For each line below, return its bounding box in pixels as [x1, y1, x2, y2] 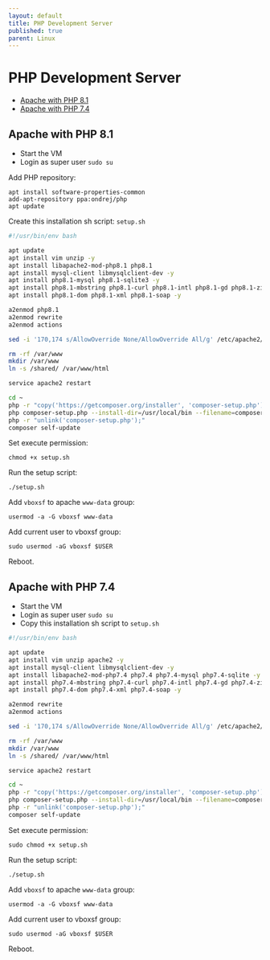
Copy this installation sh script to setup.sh [19, 618, 159, 628]
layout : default [8, 11, 63, 20]
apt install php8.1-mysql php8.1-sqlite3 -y [8, 277, 160, 285]
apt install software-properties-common [8, 188, 146, 196]
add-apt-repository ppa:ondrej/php [8, 195, 128, 203]
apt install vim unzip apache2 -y [8, 656, 125, 664]
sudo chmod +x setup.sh [8, 841, 88, 849]
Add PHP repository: [8, 173, 76, 182]
